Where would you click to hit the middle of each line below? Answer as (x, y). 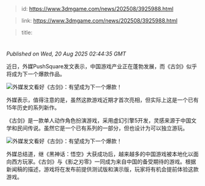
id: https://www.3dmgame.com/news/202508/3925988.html (97, 9)
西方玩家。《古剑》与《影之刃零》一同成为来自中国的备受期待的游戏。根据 (104, 162)
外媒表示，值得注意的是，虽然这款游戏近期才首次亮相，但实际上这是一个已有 (103, 100)
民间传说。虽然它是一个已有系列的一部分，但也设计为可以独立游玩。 (102, 128)
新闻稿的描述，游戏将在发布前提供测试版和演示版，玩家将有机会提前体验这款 (103, 170)
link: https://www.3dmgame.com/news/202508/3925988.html (99, 20)
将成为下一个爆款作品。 (36, 74)
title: (27, 32)
